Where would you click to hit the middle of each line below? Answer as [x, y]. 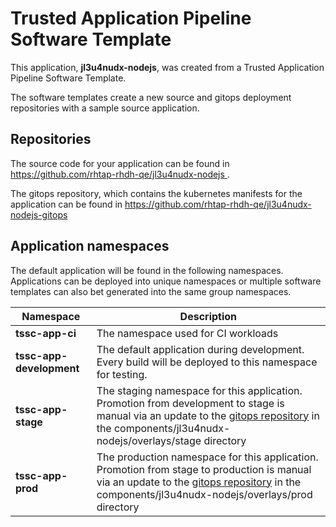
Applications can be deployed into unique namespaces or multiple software [166, 281]
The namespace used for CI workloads [187, 333]
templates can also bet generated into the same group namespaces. [151, 291]
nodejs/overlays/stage [149, 440]
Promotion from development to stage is [190, 403]
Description [208, 316]
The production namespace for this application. [207, 457]
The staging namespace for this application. [199, 390]
